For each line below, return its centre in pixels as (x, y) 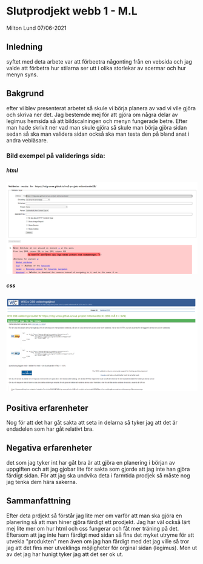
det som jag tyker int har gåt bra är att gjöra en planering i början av (91, 462)
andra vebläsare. (27, 140)
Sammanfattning (38, 501)
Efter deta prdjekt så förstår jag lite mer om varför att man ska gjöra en (94, 516)
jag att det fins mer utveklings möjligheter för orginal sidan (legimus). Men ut (102, 548)
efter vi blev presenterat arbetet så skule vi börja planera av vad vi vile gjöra (101, 108)
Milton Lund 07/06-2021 (36, 28)
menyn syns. (22, 75)
